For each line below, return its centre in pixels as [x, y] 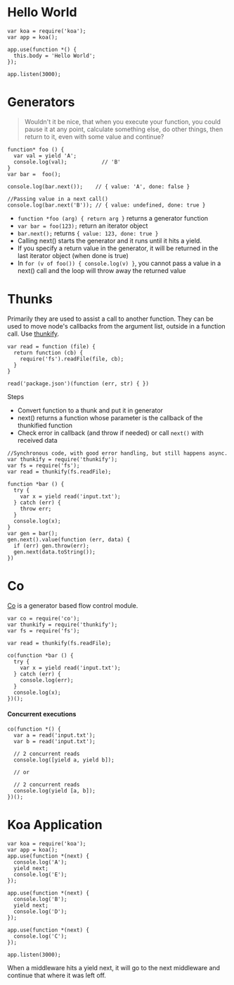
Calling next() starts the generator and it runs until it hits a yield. [110, 240]
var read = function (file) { [52, 346]
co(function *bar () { [40, 655]
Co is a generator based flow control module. [73, 605]
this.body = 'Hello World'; [55, 56]
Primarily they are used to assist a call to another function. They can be [110, 319]
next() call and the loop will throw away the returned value [102, 270]
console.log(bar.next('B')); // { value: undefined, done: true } [106, 205]
